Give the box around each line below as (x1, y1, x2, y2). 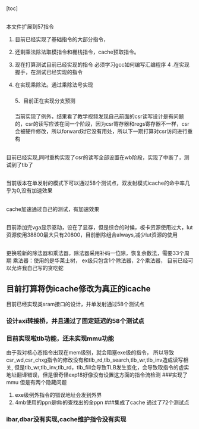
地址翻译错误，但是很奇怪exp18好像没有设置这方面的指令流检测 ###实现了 (6, 371, 188, 378)
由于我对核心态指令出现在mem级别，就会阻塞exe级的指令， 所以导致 (6, 349, 174, 356)
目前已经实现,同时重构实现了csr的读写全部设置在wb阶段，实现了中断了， (6, 154, 184, 161)
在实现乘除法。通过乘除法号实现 (14, 81, 93, 88)
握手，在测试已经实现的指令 (14, 68, 83, 76)
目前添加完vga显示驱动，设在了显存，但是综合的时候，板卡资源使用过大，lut (6, 223, 193, 231)
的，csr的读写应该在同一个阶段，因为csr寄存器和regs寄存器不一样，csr (14, 120, 189, 128)
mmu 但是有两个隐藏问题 (6, 379, 67, 386)
